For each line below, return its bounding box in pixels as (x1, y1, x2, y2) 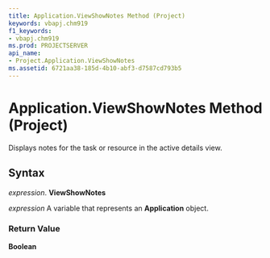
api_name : (8, 49, 42, 57)
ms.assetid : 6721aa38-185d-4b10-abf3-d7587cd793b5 (8, 64, 182, 73)
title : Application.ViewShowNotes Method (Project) (8, 11, 185, 20)
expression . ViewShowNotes (8, 187, 106, 198)
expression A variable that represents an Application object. (8, 203, 210, 213)
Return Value (8, 223, 60, 235)
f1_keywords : (8, 27, 52, 35)
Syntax (8, 166, 45, 180)
